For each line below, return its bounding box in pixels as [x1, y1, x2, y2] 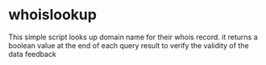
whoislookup [8, 6, 97, 24]
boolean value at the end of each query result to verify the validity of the [8, 40, 249, 50]
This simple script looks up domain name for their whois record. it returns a [8, 32, 258, 42]
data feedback [8, 49, 56, 59]
